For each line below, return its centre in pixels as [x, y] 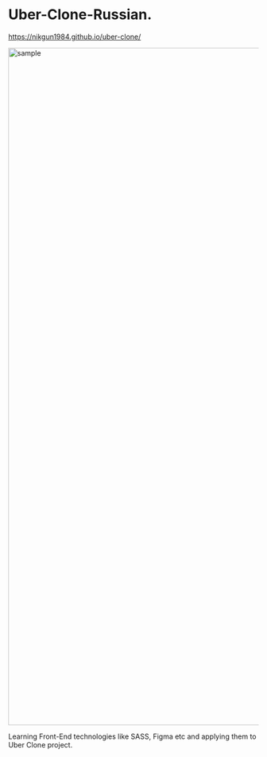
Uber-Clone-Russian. [80, 15]
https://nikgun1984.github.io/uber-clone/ [75, 37]
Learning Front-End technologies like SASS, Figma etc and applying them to [132, 736]
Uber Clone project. [41, 744]
